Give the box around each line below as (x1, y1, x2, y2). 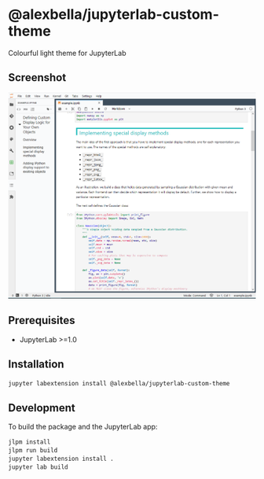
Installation (8, 358, 64, 371)
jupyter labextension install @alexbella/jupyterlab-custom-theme (8, 379, 230, 387)
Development (8, 401, 76, 415)
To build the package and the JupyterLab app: (8, 422, 158, 432)
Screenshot (8, 71, 67, 84)
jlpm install (8, 438, 51, 446)
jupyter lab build (8, 462, 68, 471)
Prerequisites (8, 314, 75, 327)
